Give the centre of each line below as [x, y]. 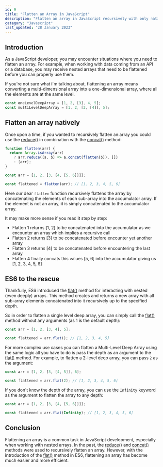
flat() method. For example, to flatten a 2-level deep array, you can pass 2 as [81, 358]
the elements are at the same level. [40, 94]
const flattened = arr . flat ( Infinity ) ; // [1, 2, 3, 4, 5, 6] [69, 413]
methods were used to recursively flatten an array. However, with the [74, 450]
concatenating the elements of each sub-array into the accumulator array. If [81, 198]
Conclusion [23, 428]
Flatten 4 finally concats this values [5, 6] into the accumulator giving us [84, 258]
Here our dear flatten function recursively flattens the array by [68, 193]
